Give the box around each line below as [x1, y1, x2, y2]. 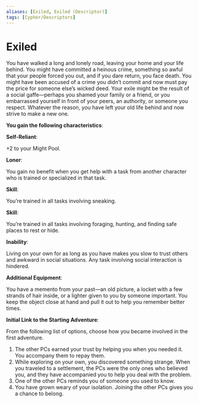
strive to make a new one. [6, 110, 70, 117]
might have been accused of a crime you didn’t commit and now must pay [6, 79, 188, 86]
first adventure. [6, 334, 44, 342]
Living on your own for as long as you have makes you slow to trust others [6, 250, 188, 257]
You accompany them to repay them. [14, 352, 106, 359]
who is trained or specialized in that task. [6, 174, 107, 182]
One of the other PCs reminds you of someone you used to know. [14, 377, 175, 385]
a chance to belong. [14, 390, 64, 397]
